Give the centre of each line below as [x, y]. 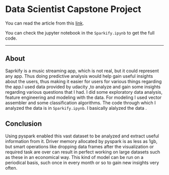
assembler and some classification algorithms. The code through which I [80, 103]
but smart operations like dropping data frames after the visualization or [80, 146]
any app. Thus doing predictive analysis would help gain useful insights [79, 76]
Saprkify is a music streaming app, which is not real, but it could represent [82, 71]
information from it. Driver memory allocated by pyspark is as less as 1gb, [81, 141]
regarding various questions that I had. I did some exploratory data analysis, [84, 92]
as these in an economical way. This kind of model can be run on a [74, 157]
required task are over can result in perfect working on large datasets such [82, 152]
